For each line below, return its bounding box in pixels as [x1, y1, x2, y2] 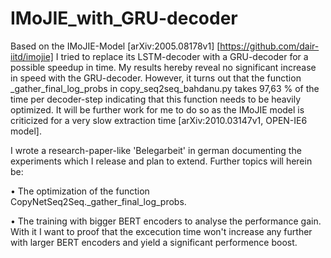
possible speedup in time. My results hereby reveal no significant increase [10, 61, 317, 73]
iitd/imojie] [10, 50, 54, 62]
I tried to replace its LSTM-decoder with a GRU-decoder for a [55, 50, 309, 62]
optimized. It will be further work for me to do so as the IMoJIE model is [10, 103, 305, 116]
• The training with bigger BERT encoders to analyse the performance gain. [10, 215, 322, 227]
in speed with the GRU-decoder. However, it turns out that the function [10, 72, 302, 84]
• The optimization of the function [10, 185, 150, 197]
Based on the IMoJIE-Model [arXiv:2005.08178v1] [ [10, 40, 221, 52]
